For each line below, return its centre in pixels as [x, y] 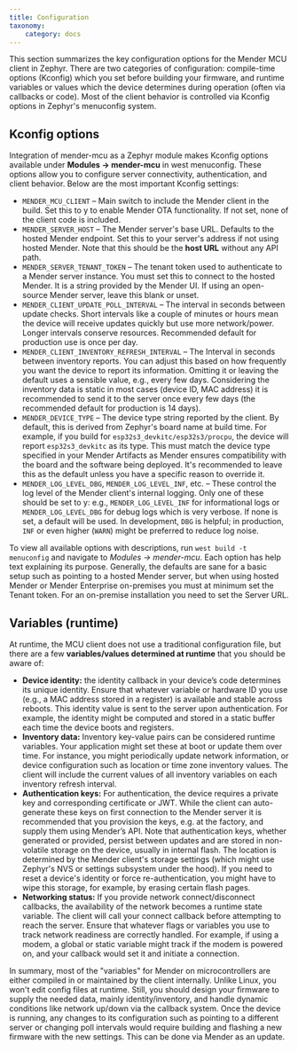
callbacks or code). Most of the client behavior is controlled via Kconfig [140, 97]
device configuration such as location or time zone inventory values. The [155, 765]
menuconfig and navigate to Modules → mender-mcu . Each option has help [145, 557]
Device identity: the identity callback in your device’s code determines [151, 680]
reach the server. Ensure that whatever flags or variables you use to [146, 925]
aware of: [27, 663]
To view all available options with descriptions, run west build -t [128, 548]
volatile [35, 850]
